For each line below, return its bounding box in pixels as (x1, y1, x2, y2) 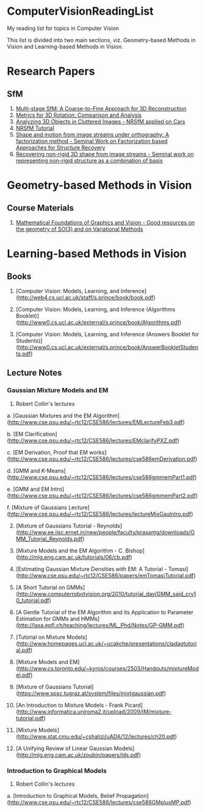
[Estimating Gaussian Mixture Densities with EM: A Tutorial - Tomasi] (15, 565, 189, 573)
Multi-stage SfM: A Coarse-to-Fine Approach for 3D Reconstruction (15, 105, 187, 112)
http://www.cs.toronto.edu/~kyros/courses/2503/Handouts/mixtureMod (18, 665, 199, 672)
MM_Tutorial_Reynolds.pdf (15, 535, 83, 542)
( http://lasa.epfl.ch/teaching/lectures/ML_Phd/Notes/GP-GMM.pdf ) (15, 621, 185, 628)
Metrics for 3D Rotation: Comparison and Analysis (15, 111, 142, 119)
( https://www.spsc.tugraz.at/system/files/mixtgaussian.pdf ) (15, 690, 167, 697)
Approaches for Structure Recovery (15, 144, 106, 151)
